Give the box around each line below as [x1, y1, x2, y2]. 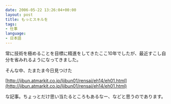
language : [5, 31, 27, 36]
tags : [5, 21, 17, 27]
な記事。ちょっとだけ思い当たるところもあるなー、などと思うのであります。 [5, 93, 166, 99]
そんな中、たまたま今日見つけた [5, 67, 72, 74]
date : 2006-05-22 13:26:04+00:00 [5, 7, 77, 13]
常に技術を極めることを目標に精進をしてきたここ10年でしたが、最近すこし [5, 50, 162, 56]
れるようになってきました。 [22, 56, 81, 62]
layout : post [5, 12, 33, 17]
